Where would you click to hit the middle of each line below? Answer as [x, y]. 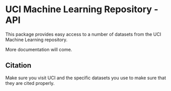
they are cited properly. [30, 83]
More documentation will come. [39, 49]
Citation [18, 65]
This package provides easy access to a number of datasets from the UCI [83, 34]
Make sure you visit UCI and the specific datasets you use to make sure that [86, 78]
